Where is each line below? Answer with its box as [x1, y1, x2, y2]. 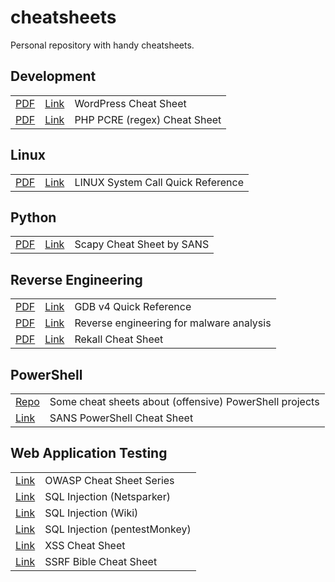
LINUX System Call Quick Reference [74, 175, 244, 189]
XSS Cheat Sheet [44, 538, 126, 552]
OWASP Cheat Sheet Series [44, 473, 175, 487]
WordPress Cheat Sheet [74, 96, 187, 110]
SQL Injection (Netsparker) [44, 489, 171, 503]
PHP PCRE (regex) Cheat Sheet [74, 112, 222, 126]
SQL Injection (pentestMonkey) [44, 522, 192, 536]
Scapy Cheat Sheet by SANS [74, 237, 210, 251]
